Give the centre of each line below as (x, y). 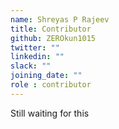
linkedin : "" (37, 57)
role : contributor (51, 85)
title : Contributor (51, 29)
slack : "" (31, 66)
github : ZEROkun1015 (53, 38)
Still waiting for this (50, 113)
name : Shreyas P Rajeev (60, 19)
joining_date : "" (46, 76)
